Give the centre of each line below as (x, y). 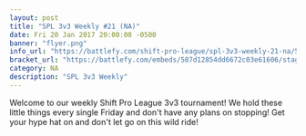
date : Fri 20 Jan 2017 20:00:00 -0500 (83, 34)
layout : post (34, 18)
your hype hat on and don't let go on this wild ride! (104, 121)
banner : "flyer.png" (49, 43)
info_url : (28, 52)
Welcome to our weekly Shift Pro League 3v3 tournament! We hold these (146, 102)
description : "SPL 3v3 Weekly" (69, 77)
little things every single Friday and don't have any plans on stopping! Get (147, 112)
